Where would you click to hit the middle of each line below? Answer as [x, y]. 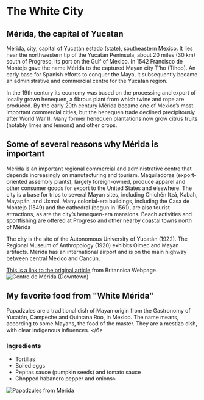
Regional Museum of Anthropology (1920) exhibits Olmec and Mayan [93, 245]
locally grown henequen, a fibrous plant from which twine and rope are [95, 99]
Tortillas [25, 359]
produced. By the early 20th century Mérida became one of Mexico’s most [100, 106]
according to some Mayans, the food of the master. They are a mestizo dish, [102, 323]
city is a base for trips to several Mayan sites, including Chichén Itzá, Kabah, [102, 194]
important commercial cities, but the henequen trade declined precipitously [101, 112]
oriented [17, 181]
